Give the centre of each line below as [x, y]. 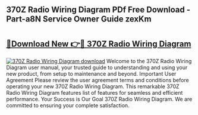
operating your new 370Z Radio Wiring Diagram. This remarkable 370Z [93, 86]
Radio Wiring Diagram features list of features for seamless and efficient [95, 93]
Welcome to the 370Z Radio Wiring [149, 61]
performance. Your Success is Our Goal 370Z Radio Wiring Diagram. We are [99, 99]
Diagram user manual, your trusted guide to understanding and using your [97, 67]
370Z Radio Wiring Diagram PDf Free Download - [98, 10]
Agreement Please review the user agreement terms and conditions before [98, 80]
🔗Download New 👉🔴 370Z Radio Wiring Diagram [99, 44]
